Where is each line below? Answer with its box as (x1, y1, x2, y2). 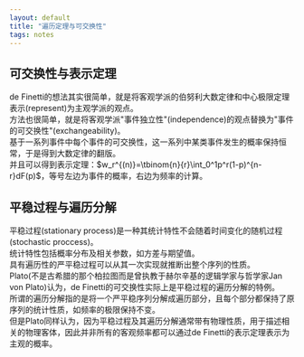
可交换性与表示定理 (9, 65, 117, 81)
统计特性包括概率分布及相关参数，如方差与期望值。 (9, 248, 200, 258)
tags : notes (9, 30, 54, 39)
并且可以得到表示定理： (9, 159, 97, 170)
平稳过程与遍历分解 (9, 200, 117, 215)
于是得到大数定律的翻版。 (24, 148, 120, 159)
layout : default (9, 13, 71, 23)
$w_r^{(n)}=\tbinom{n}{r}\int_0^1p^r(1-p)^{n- (96, 159, 262, 170)
